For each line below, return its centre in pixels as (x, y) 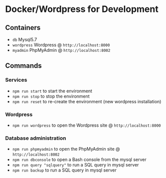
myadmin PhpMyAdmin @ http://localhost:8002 (61, 50)
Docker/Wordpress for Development (82, 9)
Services (16, 80)
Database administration (36, 138)
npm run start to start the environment (52, 91)
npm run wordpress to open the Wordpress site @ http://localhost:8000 (86, 125)
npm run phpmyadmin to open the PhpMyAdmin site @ (66, 149)
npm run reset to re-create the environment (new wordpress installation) (87, 101)
